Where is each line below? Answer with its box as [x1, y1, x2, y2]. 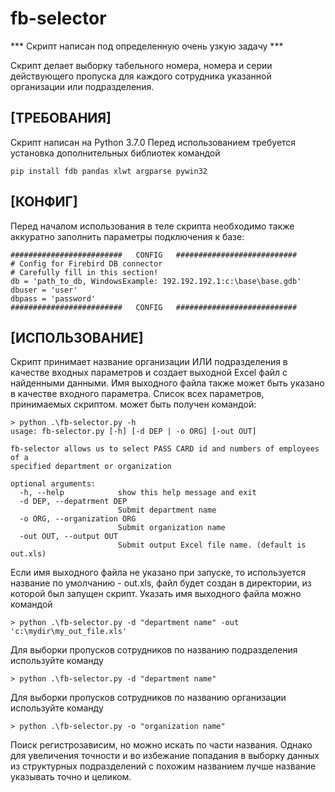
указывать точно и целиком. [10, 771, 132, 783]
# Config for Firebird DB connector [10, 258, 163, 269]
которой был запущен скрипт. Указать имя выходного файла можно [10, 588, 302, 600]
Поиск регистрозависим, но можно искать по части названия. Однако [10, 739, 313, 751]
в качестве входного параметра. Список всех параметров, [10, 388, 265, 400]
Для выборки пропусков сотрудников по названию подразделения [10, 644, 298, 656]
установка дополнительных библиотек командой [10, 147, 221, 159]
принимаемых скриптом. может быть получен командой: [10, 398, 257, 411]
